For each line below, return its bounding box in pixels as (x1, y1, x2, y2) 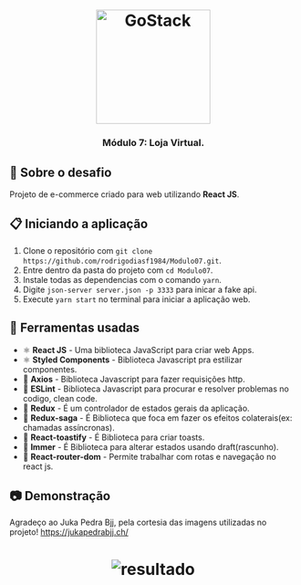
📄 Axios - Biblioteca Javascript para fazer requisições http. (22, 373, 245, 384)
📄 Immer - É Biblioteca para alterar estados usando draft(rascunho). (22, 441, 279, 452)
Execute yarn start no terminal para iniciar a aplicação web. (22, 293, 251, 305)
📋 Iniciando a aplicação (9, 216, 149, 232)
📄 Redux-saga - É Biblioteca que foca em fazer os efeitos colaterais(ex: (22, 412, 293, 423)
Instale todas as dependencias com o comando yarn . (22, 274, 222, 285)
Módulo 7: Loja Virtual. (101, 137, 205, 150)
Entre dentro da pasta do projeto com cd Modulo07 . (22, 265, 213, 276)
